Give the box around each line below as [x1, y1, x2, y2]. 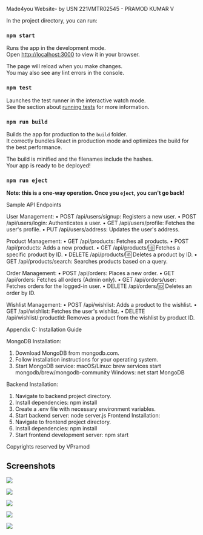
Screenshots [6, 461, 56, 471]
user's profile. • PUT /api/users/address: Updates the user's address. [6, 226, 180, 233]
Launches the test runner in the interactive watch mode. [6, 97, 147, 104]
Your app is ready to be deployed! [6, 161, 91, 169]
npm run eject [6, 177, 48, 184]
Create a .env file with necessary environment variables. [15, 405, 156, 413]
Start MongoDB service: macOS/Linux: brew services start [15, 362, 162, 370]
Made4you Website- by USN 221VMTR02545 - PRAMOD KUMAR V [6, 5, 175, 12]
